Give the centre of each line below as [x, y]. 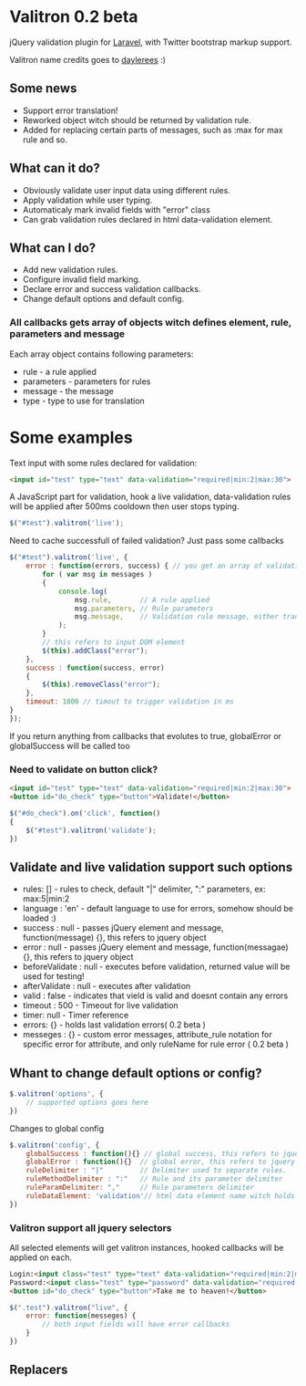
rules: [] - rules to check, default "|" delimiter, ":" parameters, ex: [144, 889]
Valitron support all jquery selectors [91, 1227]
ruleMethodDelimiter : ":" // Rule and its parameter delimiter [154, 1179]
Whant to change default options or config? [136, 1073]
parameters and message [67, 334]
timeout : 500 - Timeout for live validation [101, 1006]
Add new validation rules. [70, 270]
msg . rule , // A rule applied [142, 599]
